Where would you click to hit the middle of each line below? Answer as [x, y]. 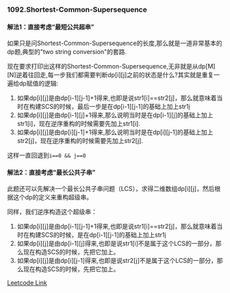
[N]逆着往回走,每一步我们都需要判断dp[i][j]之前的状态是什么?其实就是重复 [111, 75]
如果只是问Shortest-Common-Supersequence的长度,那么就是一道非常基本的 [115, 43]
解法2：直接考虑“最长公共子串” [51, 172]
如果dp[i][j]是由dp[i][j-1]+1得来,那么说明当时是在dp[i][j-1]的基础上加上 [115, 132]
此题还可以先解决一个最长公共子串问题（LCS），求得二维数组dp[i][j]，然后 [111, 189]
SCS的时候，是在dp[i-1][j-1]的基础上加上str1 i [103, 235]
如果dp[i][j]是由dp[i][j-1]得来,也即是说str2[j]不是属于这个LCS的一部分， [117, 261]
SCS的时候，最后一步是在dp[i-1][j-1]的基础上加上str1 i [115, 107]
